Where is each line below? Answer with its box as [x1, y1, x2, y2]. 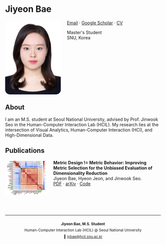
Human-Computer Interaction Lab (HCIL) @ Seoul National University [24, 228, 142, 233]
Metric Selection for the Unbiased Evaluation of [53, 165, 153, 171]
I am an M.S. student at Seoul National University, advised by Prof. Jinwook [5, 116, 158, 122]
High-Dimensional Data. [5, 132, 54, 138]
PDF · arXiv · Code [53, 181, 91, 187]
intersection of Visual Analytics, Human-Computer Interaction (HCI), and [5, 127, 153, 133]
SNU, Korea [67, 35, 90, 41]
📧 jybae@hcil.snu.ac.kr [63, 234, 103, 240]
